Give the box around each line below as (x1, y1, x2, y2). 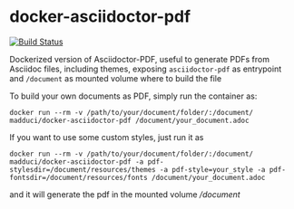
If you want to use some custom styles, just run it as (9, 131, 204, 142)
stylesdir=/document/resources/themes (9, 165, 156, 174)
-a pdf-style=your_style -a (159, 165, 266, 174)
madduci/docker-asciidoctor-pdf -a (9, 157, 144, 166)
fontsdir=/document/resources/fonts (9, 173, 148, 182)
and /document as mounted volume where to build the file (9, 72, 222, 83)
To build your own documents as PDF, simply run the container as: (9, 90, 258, 101)
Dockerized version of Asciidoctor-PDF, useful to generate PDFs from (9, 53, 270, 64)
